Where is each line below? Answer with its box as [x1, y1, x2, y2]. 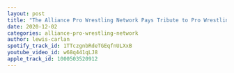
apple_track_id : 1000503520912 [7, 56, 98, 63]
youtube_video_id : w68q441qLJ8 [7, 49, 98, 56]
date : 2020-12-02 [7, 23, 58, 30]
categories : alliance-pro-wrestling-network [7, 29, 139, 37]
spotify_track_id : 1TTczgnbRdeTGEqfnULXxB [7, 42, 132, 49]
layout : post [7, 10, 45, 17]
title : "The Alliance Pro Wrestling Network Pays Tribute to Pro [7, 17, 201, 24]
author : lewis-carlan [7, 36, 70, 43]
